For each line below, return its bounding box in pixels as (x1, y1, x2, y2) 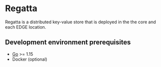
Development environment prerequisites (5, 38, 131, 47)
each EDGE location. (5, 24, 46, 30)
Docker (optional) (12, 56, 47, 62)
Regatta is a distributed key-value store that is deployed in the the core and (5, 19, 156, 25)
